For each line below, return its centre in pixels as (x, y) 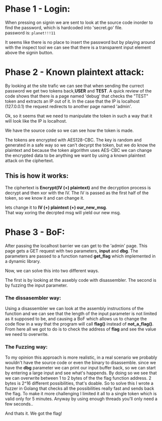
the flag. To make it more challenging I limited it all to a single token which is (81, 394)
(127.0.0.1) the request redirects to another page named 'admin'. (69, 106)
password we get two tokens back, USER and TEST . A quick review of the (78, 91)
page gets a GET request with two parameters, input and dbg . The (72, 251)
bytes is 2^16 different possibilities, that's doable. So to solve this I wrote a (79, 384)
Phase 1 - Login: (38, 9)
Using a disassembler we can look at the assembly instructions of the (74, 308)
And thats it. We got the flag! (33, 413)
